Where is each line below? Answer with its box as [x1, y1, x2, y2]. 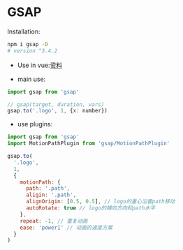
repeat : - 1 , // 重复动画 [20, 217, 88, 224]
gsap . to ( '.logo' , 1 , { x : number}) [7, 108, 108, 115]
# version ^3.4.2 [7, 47, 58, 54]
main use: [17, 75, 46, 83]
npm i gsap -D [7, 41, 49, 47]
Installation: [7, 27, 41, 36]
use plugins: [17, 120, 53, 128]
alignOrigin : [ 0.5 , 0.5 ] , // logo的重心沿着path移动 [25, 198, 176, 205]
